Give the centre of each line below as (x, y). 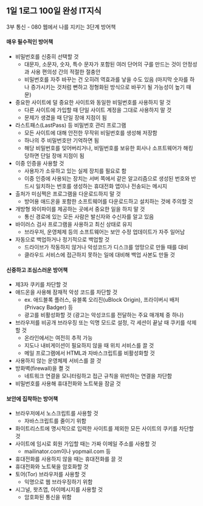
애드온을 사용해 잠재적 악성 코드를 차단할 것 (66, 292)
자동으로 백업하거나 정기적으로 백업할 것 (62, 240)
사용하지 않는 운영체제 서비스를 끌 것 (58, 361)
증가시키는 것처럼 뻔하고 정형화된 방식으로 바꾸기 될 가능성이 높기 (108, 87)
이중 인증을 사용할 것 (40, 163)
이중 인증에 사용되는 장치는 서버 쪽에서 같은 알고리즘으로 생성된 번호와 (107, 179)
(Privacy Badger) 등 (49, 307)
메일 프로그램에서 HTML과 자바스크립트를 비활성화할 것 (89, 353)
